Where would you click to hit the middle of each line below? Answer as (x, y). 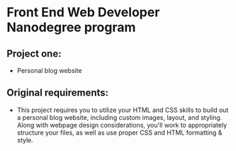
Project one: (34, 54)
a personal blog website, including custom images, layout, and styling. (119, 117)
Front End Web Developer (83, 12)
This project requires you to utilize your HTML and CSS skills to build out (123, 110)
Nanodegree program (71, 27)
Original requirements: (58, 93)
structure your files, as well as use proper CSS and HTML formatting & (119, 133)
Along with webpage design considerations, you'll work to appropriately (122, 125)
